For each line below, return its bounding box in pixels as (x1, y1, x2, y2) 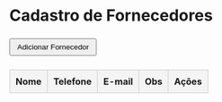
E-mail (102, 75, 133, 88)
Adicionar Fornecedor (17, 42, 90, 52)
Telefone (53, 75, 93, 88)
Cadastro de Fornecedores (9, 5, 213, 26)
